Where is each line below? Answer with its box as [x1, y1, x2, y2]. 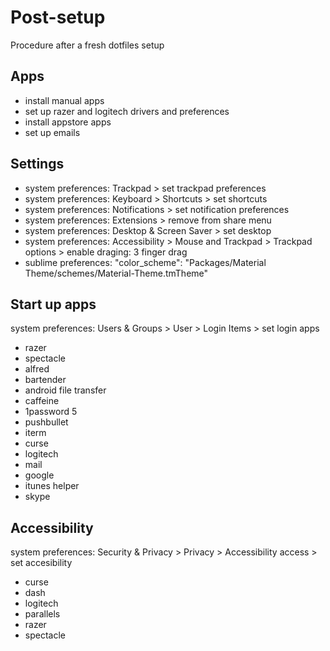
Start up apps [10, 296, 97, 313]
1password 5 [24, 406, 78, 418]
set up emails [24, 126, 81, 138]
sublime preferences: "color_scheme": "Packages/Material [24, 256, 267, 268]
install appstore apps [24, 116, 112, 128]
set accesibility [10, 557, 73, 569]
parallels [24, 608, 61, 620]
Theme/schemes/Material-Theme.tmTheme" [24, 267, 209, 279]
